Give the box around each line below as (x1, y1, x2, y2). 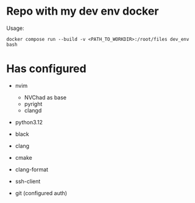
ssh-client (15, 177, 41, 185)
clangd (24, 107, 42, 114)
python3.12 (15, 118, 43, 126)
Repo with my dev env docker (6, 4, 159, 18)
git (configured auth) (15, 189, 68, 196)
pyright (24, 100, 43, 107)
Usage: (6, 24, 24, 32)
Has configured (6, 62, 87, 76)
